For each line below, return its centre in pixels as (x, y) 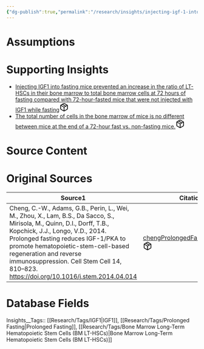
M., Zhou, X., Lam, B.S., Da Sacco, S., (62, 215)
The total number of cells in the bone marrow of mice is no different (100, 116)
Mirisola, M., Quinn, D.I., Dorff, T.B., (59, 223)
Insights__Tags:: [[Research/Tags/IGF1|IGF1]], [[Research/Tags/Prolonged (98, 320)
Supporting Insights (58, 70)
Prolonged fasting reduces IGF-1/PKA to (68, 239)
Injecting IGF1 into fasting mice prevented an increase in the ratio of (100, 86)
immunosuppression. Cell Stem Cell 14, (66, 261)
